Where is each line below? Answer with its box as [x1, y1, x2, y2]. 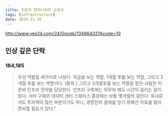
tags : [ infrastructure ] [5, 12, 55, 17]
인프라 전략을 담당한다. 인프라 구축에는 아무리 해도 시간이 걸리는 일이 [27, 87, 162, 93]
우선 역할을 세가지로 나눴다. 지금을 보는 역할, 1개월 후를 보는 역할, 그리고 [17, 74, 159, 80]
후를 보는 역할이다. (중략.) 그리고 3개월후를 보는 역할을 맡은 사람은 [27, 80, 157, 86]
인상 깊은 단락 [5, 46, 45, 55]
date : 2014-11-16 [5, 17, 42, 22]
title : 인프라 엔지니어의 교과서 [5, 7, 64, 13]
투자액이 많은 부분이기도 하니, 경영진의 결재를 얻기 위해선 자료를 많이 [27, 99, 162, 105]
